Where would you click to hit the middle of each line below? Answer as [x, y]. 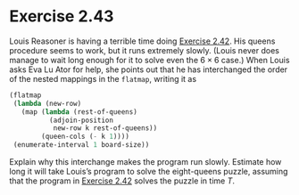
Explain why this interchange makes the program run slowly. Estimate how [145, 162]
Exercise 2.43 [62, 16]
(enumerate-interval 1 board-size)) [81, 145]
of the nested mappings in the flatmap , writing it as [103, 78]
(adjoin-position [81, 120]
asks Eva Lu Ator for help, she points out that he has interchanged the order [149, 69]
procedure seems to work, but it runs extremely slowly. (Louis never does [144, 50]
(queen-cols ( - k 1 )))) [85, 137]
